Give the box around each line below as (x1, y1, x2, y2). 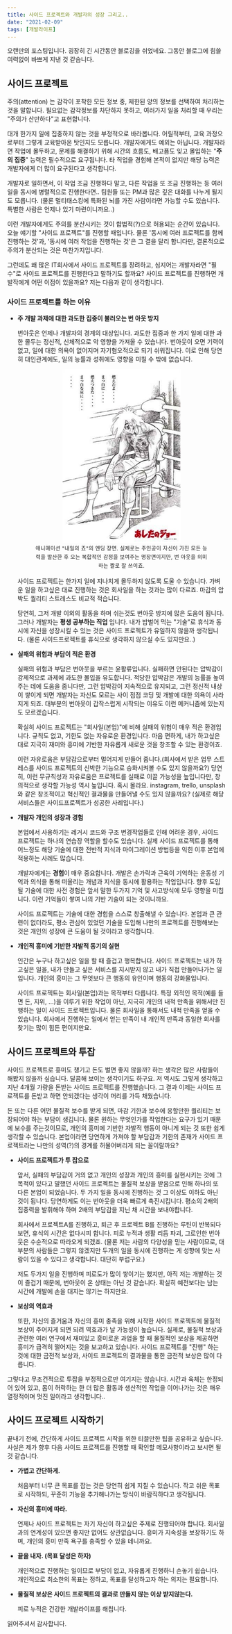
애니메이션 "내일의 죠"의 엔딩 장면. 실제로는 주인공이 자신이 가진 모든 (35, 545, 202, 553)
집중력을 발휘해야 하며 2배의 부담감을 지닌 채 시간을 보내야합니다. (17, 1206, 193, 1214)
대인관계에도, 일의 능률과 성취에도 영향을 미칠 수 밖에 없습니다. (24, 355, 193, 363)
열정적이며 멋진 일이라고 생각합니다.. (7, 1392, 105, 1400)
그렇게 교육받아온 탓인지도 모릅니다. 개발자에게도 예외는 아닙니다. (25, 138, 202, 147)
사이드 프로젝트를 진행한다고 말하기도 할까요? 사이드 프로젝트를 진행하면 (23, 270, 217, 278)
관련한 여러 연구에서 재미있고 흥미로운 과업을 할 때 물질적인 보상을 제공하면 (17, 1334, 220, 1343)
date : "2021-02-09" (7, 18, 64, 26)
